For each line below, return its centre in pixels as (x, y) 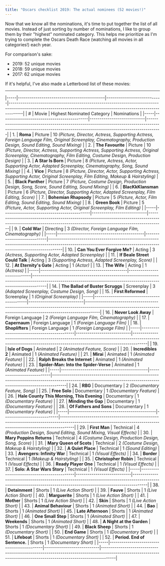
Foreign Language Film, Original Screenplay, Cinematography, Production (80, 140)
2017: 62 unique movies (36, 74)
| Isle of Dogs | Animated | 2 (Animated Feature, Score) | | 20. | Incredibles (81, 349)
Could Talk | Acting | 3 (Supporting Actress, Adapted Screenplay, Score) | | (81, 260)
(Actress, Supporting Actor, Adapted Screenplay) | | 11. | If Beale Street (77, 254)
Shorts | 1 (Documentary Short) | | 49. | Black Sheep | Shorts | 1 (69, 527)
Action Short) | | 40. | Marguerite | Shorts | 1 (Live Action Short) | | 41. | (77, 495)
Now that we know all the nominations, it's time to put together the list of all (81, 24)
